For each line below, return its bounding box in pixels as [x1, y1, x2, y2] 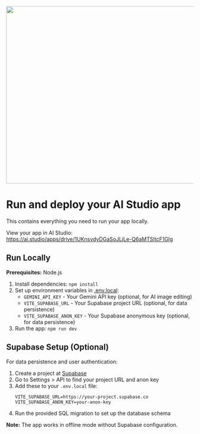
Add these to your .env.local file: [14, 382, 98, 389]
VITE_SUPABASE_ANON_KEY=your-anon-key [14, 399, 111, 405]
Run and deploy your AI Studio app [6, 198, 181, 212]
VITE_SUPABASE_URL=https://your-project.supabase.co [14, 394, 149, 400]
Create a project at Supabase [14, 369, 87, 377]
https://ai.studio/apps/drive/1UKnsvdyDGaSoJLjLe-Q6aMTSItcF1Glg [6, 236, 173, 243]
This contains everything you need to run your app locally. [6, 218, 149, 225]
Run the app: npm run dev [14, 325, 77, 332]
